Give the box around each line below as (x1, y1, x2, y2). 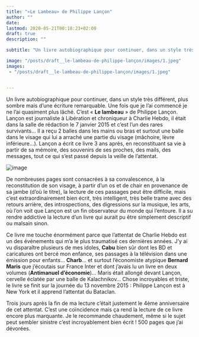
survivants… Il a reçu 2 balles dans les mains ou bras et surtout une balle (6, 127, 184, 134)
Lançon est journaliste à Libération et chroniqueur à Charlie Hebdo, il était (6, 114, 187, 122)
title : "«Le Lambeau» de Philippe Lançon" (6, 8, 113, 15)
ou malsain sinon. (6, 219, 49, 226)
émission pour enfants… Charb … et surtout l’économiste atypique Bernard (6, 256, 188, 263)
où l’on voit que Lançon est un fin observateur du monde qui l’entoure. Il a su (6, 207, 193, 214)
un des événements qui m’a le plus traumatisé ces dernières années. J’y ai (6, 237, 188, 244)
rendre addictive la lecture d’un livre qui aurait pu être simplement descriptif (6, 213, 191, 221)
